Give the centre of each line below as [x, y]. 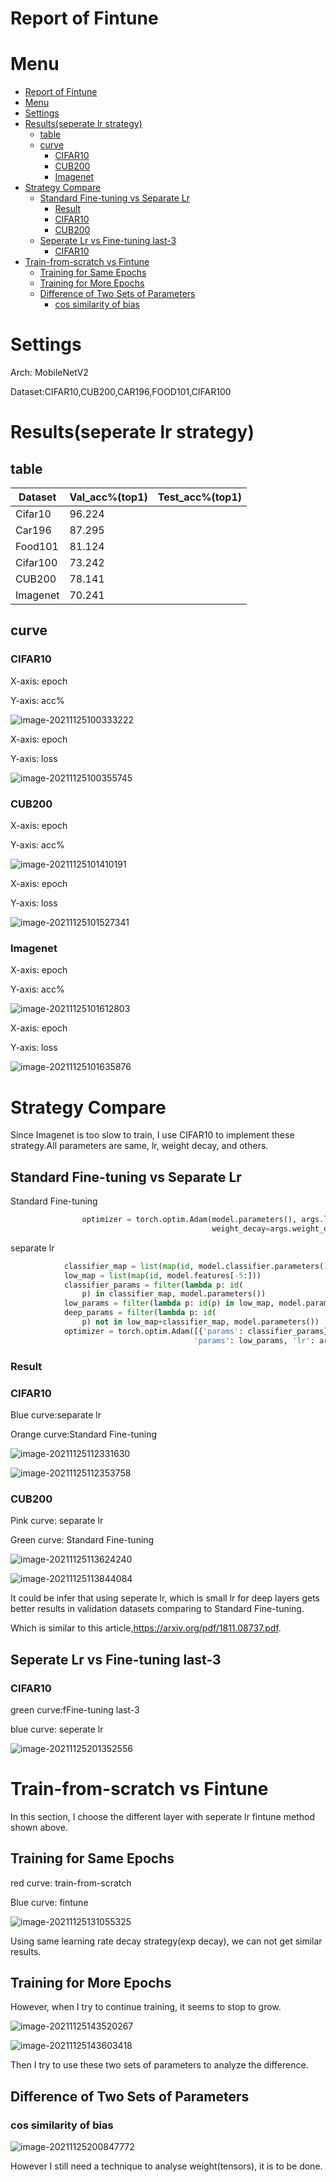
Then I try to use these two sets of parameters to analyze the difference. [159, 2065]
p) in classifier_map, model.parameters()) [174, 1294]
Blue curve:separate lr [56, 1414]
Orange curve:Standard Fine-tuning [84, 1434]
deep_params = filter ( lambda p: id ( [140, 1313]
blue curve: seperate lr [57, 1729]
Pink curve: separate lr [57, 1521]
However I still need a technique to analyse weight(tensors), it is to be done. [166, 2166]
